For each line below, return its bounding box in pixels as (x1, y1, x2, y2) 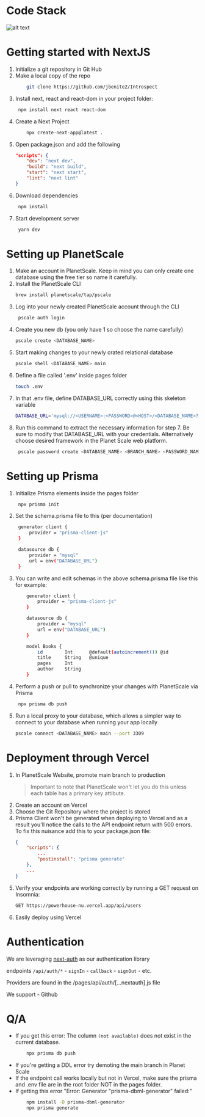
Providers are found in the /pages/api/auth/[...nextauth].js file (6, 978, 160, 986)
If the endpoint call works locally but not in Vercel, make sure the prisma (15, 1074, 197, 1082)
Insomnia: (15, 890, 40, 898)
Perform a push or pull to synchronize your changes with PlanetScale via (15, 682, 198, 690)
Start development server (15, 214, 80, 222)
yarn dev (18, 227, 41, 233)
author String (37, 666, 81, 672)
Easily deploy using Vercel (15, 914, 82, 921)
